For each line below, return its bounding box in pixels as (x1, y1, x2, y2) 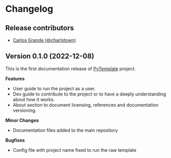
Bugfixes (5, 137, 25, 143)
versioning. (12, 107, 37, 113)
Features (5, 75, 25, 82)
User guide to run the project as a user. (12, 85, 96, 91)
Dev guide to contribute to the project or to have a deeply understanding (12, 91, 166, 97)
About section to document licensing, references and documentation (12, 102, 159, 108)
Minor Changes (5, 117, 40, 123)
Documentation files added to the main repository (12, 127, 118, 133)
